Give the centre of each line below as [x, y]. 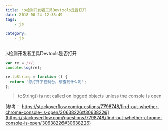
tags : [11, 19]
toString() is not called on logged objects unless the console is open [90, 96]
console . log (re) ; [24, 68]
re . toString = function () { [36, 77]
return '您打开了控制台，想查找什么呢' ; [48, 82]
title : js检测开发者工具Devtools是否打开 [46, 10]
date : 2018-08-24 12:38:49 [34, 15]
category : [16, 34]
